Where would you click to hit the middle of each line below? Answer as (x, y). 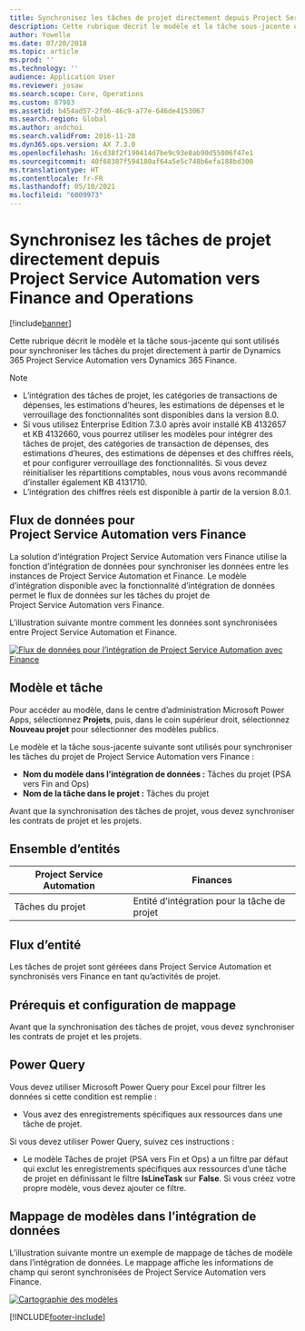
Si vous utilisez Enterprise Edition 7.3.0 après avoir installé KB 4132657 (154, 424)
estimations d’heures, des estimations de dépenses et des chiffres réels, (158, 453)
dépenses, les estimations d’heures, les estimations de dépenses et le (153, 404)
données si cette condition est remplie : (83, 1097)
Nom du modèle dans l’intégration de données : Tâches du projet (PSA (157, 774)
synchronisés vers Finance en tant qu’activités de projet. (115, 977)
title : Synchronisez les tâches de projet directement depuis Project (146, 18)
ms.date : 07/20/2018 (49, 43)
